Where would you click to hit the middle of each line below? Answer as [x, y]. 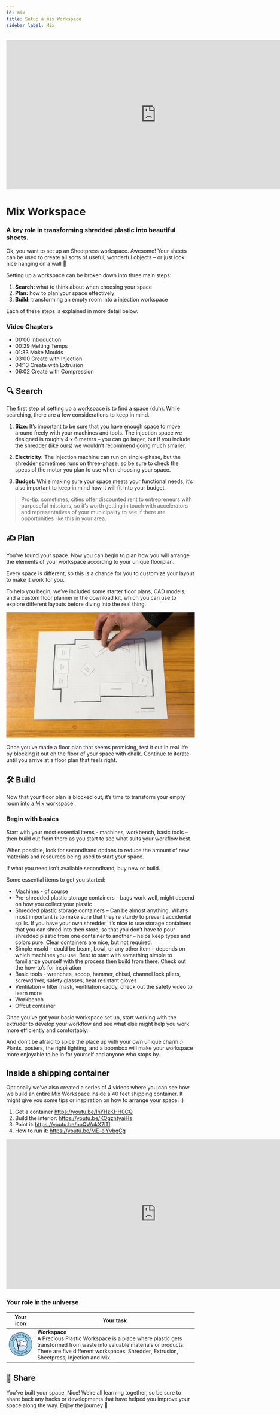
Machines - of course [42, 891]
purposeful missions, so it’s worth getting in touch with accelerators [104, 505]
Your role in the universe [42, 1302]
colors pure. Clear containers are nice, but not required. [83, 942]
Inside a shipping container [58, 1073]
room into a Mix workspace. [40, 804]
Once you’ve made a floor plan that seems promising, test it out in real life [97, 748]
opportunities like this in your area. [63, 518]
